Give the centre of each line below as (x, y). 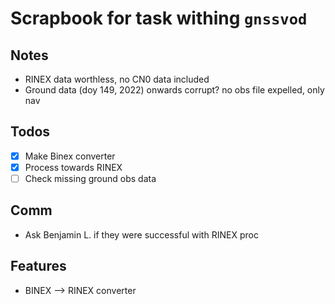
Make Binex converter (70, 156)
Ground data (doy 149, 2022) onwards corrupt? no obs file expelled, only (174, 90)
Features (38, 266)
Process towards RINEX (73, 167)
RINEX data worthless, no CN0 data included (117, 79)
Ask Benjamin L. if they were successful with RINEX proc (141, 234)
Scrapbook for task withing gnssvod (159, 18)
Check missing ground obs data (90, 178)
